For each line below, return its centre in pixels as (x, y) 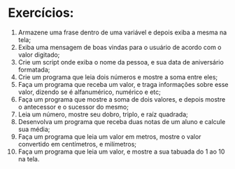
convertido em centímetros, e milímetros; (77, 144)
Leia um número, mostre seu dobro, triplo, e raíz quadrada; (103, 114)
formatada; (34, 69)
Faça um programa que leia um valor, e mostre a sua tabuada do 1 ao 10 (121, 151)
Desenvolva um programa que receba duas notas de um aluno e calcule (122, 121)
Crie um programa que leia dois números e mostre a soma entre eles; (118, 77)
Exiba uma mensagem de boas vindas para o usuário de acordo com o (120, 47)
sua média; (34, 129)
